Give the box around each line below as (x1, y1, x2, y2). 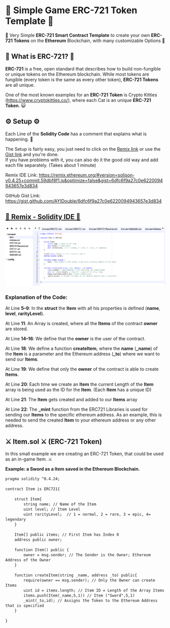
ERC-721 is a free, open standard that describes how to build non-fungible (5, 65, 161, 72)
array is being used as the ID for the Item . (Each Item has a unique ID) (5, 387, 152, 393)
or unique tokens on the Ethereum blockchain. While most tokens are (5, 71, 150, 77)
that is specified (5, 603, 44, 608)
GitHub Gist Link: (5, 192, 41, 198)
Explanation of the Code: (5, 294, 67, 301)
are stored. (5, 326, 28, 332)
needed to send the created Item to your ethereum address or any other (5, 417, 156, 423)
